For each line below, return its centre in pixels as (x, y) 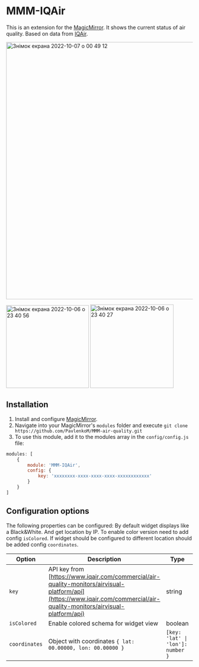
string (174, 591)
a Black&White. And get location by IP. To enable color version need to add (97, 532)
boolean (177, 623)
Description (104, 559)
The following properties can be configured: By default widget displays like (98, 525)
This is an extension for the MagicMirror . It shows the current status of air (96, 27)
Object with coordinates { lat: (92, 641)
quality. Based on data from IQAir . (47, 33)
